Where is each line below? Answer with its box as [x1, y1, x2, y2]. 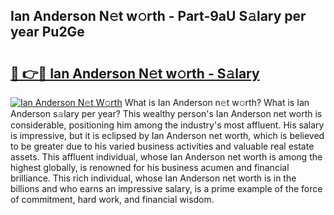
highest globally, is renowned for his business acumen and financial [10, 162, 290, 173]
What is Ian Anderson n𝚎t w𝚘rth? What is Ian [124, 97, 310, 108]
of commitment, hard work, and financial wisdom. [10, 194, 215, 205]
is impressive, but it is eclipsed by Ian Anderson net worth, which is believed [10, 130, 325, 141]
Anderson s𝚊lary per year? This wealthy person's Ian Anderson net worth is [10, 108, 323, 119]
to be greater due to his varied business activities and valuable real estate [10, 140, 315, 152]
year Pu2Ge [10, 24, 85, 41]
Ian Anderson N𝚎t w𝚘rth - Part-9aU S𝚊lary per [10, 8, 307, 25]
